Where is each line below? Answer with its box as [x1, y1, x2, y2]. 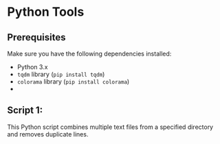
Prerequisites [7, 32, 66, 43]
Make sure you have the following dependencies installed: [7, 49, 172, 58]
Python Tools [7, 4, 85, 20]
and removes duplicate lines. [7, 130, 89, 138]
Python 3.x [16, 63, 48, 71]
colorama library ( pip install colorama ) [16, 77, 130, 86]
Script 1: [7, 104, 43, 117]
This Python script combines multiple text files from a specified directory [7, 123, 214, 131]
